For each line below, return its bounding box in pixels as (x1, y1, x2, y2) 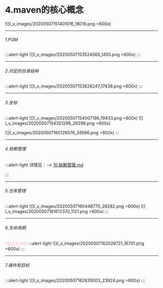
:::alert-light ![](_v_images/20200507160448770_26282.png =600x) (5, 203, 140, 209)
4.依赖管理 (5, 146, 26, 152)
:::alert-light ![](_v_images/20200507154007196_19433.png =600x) (5, 115, 138, 121)
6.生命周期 (5, 225, 26, 231)
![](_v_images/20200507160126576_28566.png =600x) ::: (5, 129, 120, 135)
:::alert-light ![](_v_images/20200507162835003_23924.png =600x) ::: (5, 278, 145, 284)
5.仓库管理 (5, 188, 26, 194)
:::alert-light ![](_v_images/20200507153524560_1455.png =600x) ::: (5, 52, 141, 57)
